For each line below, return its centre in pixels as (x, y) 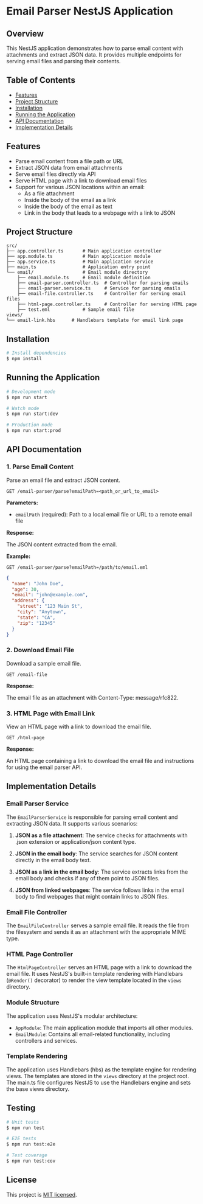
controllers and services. (46, 1040)
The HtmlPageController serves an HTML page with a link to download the (99, 967)
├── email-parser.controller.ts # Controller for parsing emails (103, 283)
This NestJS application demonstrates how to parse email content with (95, 48)
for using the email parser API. (44, 767)
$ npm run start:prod (34, 431)
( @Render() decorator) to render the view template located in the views (94, 980)
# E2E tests (21, 1139)
